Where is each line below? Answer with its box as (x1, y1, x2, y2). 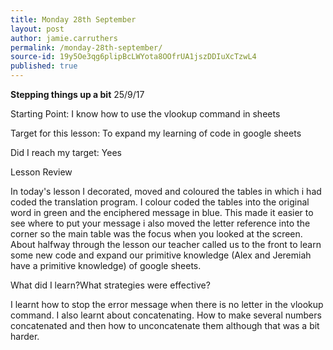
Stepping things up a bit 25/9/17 (10, 89, 145, 100)
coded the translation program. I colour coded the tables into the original (10, 196, 310, 208)
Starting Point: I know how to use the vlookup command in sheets (10, 108, 281, 120)
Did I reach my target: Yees (10, 147, 122, 158)
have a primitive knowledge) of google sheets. (10, 260, 202, 271)
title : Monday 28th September (10, 14, 137, 25)
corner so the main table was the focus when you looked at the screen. (10, 228, 303, 240)
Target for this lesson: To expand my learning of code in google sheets (10, 127, 302, 139)
